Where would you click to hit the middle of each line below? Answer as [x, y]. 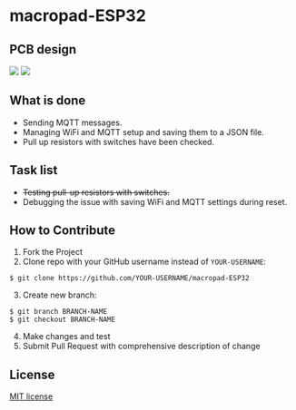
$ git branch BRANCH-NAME [58, 312]
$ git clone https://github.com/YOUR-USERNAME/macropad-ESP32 [129, 278]
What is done [48, 101]
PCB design [43, 49]
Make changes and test [66, 337]
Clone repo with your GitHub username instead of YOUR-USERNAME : [144, 262]
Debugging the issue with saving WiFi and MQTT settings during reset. [155, 201]
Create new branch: [59, 295]
